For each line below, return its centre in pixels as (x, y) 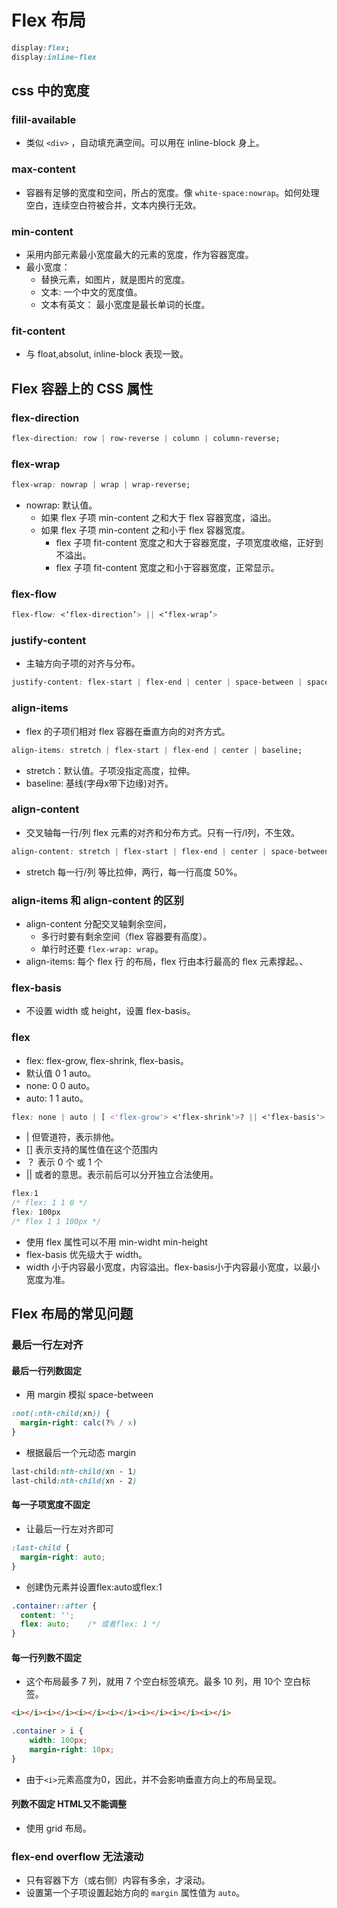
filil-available (44, 119)
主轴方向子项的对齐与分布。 (83, 663)
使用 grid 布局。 (58, 1828)
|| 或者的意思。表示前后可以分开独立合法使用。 (122, 1175)
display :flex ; (41, 47)
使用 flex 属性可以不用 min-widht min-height (116, 1242)
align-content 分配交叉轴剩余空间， (98, 923)
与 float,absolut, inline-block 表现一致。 (107, 354)
